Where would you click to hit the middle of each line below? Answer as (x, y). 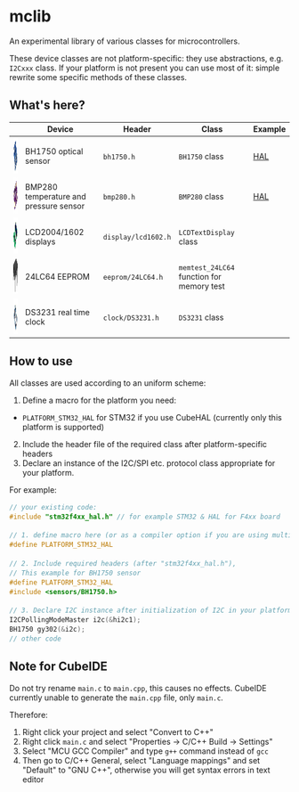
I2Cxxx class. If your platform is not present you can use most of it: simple (145, 68)
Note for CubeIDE (59, 667)
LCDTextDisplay (206, 233)
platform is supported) (63, 427)
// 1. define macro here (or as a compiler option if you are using (139, 535)
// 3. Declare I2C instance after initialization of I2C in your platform (151, 611)
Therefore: (29, 714)
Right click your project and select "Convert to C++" (117, 731)
